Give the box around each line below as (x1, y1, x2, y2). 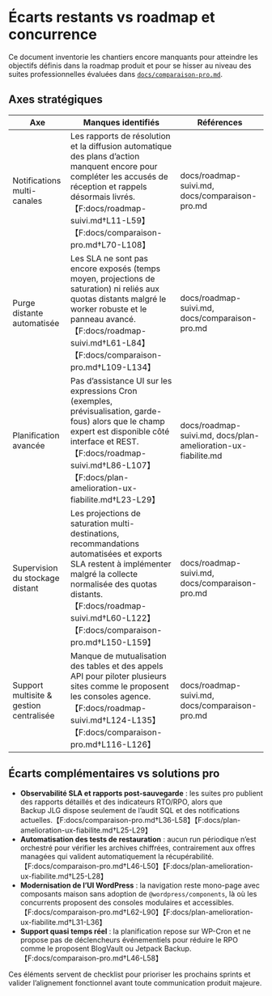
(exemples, (70, 395, 113, 406)
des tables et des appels (70, 660, 164, 672)
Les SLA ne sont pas (70, 252, 148, 264)
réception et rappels (70, 180, 147, 192)
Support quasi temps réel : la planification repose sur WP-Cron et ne (19, 926, 251, 936)
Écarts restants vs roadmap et (8, 8, 216, 27)
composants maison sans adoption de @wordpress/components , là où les (19, 888, 257, 898)
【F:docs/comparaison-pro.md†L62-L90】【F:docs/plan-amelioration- (19, 907, 253, 917)
